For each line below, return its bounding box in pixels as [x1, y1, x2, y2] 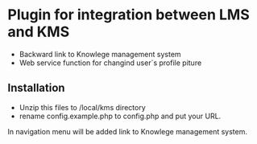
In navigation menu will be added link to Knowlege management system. [7, 126, 247, 136]
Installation [7, 81, 65, 95]
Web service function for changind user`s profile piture [19, 58, 202, 68]
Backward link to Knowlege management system [19, 49, 182, 59]
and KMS [7, 23, 70, 41]
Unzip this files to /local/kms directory [19, 102, 146, 112]
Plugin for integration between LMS [7, 6, 251, 24]
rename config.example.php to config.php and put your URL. [19, 111, 222, 121]
